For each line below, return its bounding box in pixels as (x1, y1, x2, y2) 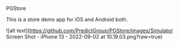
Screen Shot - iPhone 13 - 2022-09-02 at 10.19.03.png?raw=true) (6, 33, 163, 40)
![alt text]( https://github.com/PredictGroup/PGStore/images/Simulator (6, 27, 173, 34)
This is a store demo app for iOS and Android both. (6, 16, 128, 22)
